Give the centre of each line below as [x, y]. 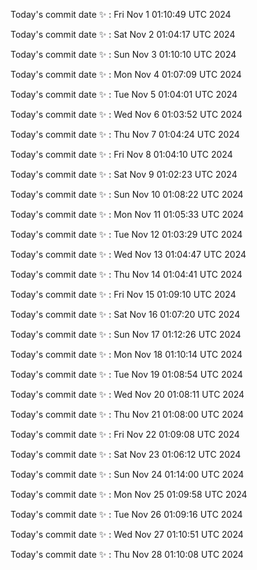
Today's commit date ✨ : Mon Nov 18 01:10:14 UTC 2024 [126, 354]
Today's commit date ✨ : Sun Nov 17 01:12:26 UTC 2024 [126, 334]
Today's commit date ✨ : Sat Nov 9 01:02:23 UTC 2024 [124, 174]
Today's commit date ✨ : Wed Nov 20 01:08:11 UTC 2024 [127, 394]
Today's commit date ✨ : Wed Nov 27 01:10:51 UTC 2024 [127, 534]
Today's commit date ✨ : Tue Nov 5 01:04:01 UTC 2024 [124, 94]
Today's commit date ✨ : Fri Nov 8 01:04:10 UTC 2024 [121, 154]
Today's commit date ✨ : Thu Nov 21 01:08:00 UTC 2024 [127, 414]
